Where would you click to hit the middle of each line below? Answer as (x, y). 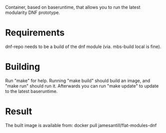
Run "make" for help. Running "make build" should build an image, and (78, 80)
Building (23, 67)
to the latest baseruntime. (31, 91)
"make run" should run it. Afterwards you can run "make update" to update (82, 86)
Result (19, 111)
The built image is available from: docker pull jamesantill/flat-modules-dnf (81, 125)
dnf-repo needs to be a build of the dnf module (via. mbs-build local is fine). (83, 46)
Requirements (35, 33)
